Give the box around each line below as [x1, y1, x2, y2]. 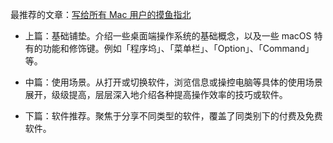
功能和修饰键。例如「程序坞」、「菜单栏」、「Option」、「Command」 [42, 43, 315, 54]
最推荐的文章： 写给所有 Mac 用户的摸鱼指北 [10, 9, 192, 20]
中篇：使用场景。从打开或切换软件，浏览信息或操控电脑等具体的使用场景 [24, 76, 323, 88]
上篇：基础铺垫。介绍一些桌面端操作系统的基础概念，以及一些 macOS [24, 30, 312, 42]
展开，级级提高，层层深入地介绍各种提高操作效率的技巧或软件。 [24, 89, 288, 100]
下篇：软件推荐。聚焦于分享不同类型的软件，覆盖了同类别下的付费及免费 [24, 110, 323, 122]
